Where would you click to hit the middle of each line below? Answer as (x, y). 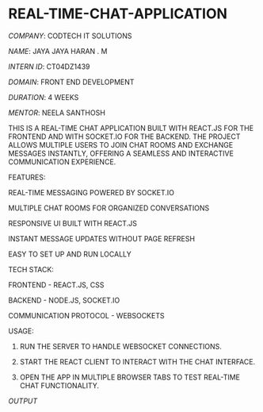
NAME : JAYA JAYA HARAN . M (58, 51)
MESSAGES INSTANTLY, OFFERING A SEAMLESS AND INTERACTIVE (121, 153)
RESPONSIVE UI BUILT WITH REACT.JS (72, 223)
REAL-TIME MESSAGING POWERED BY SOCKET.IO (91, 192)
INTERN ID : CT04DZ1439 (49, 66)
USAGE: (21, 331)
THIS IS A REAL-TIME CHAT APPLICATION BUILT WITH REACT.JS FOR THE (131, 128)
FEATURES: (27, 177)
